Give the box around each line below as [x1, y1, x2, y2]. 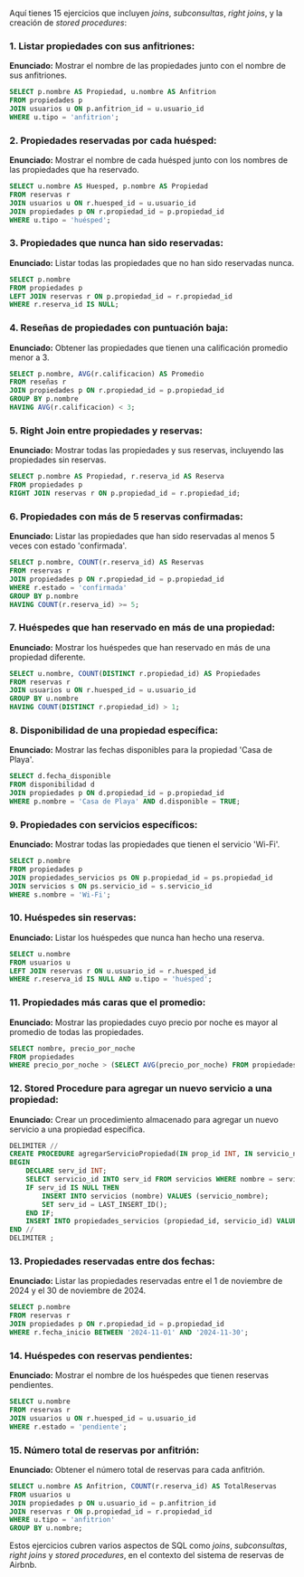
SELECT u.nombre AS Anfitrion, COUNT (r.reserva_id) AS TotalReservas [9, 1481, 278, 1491]
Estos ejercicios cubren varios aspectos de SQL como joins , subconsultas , [9, 1540, 288, 1551]
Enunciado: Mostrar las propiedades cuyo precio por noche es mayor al [9, 1017, 279, 1028]
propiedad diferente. [9, 651, 86, 662]
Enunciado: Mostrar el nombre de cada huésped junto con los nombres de [9, 155, 288, 166]
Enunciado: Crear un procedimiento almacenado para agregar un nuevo [9, 1114, 279, 1125]
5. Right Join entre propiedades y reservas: [9, 424, 204, 437]
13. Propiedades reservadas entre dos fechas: [9, 1255, 215, 1268]
